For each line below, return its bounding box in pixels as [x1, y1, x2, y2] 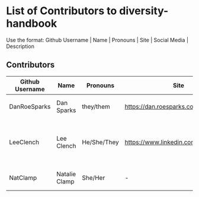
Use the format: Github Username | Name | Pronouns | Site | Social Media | [6, 36, 188, 43]
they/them [82, 102, 111, 110]
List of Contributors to [6, 4, 117, 18]
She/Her [82, 173, 105, 182]
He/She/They [82, 138, 120, 146]
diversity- [119, 4, 169, 18]
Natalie [56, 170, 76, 178]
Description [6, 43, 34, 50]
